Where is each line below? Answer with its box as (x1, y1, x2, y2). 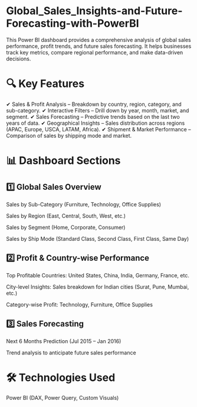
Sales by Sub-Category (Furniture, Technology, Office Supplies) (6, 201, 161, 208)
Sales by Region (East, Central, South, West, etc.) (6, 212, 126, 219)
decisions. (6, 55, 31, 62)
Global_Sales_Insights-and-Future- (6, 4, 183, 18)
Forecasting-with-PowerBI (6, 17, 140, 30)
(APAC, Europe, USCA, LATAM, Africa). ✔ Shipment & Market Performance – (6, 125, 191, 133)
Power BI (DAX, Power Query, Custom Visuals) (6, 395, 119, 402)
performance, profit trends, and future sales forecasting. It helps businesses (6, 43, 192, 50)
